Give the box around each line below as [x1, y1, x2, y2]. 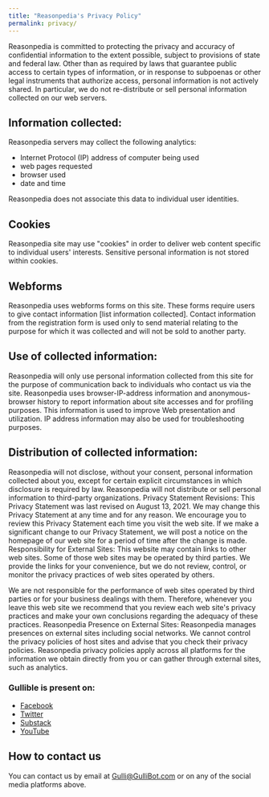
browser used [19, 170, 67, 180]
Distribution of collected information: [8, 446, 198, 460]
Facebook [19, 700, 54, 710]
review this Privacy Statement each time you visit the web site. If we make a [8, 518, 259, 528]
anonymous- [208, 388, 251, 398]
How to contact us [8, 750, 102, 763]
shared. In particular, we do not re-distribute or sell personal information [8, 84, 247, 93]
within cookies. [8, 256, 59, 266]
